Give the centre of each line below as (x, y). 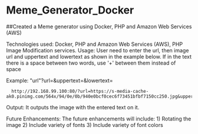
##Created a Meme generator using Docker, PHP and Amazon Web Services (99, 26)
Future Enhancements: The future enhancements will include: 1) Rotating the (99, 119)
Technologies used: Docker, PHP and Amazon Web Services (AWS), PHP (95, 44)
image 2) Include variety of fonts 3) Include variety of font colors (85, 125)
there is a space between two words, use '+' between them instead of (91, 63)
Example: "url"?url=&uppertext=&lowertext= (60, 81)
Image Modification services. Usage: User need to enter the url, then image (98, 50)
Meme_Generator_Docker (70, 10)
